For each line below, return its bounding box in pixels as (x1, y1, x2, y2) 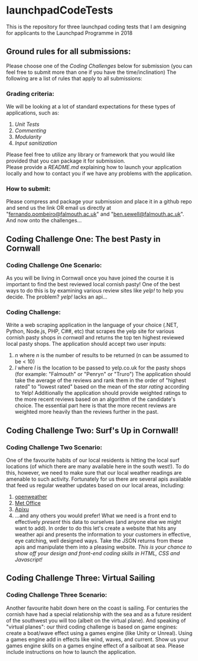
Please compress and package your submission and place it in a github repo (6, 198, 192, 205)
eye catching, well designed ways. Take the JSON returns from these (14, 537, 183, 545)
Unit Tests (14, 121, 40, 128)
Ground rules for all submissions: (6, 47, 131, 57)
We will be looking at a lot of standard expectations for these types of (6, 103, 176, 110)
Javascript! (14, 556, 43, 563)
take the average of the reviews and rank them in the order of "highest (14, 377, 186, 384)
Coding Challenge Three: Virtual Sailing (6, 573, 155, 583)
